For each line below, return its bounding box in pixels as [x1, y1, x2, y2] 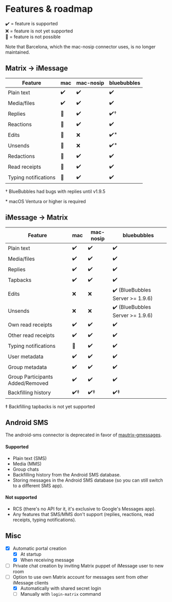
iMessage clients [12, 579, 49, 586]
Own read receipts [8, 321, 53, 328]
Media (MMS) [12, 461, 42, 467]
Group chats [12, 466, 39, 472]
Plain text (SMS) [12, 455, 47, 461]
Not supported [5, 494, 37, 501]
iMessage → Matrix [5, 213, 68, 222]
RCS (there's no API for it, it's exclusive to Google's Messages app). [12, 505, 156, 512]
